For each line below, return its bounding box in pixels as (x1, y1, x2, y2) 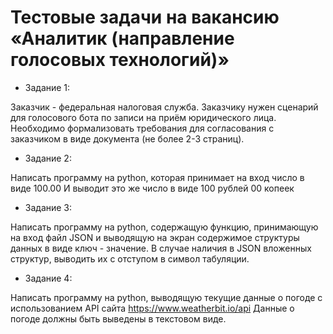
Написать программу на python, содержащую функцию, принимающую (10, 221, 319, 233)
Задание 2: (24, 152, 72, 164)
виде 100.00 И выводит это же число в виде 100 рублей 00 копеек (10, 182, 295, 194)
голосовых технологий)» (10, 49, 230, 71)
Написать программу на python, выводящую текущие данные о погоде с (10, 291, 323, 303)
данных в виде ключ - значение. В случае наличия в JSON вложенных (10, 242, 312, 254)
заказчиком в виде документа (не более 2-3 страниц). (10, 132, 245, 145)
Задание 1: (24, 81, 71, 93)
